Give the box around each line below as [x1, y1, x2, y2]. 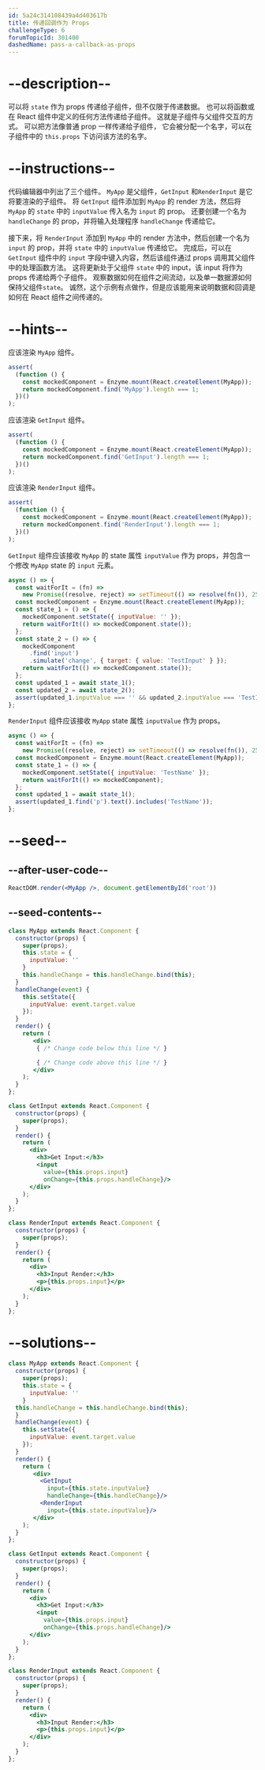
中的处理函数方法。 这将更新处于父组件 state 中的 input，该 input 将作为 [8, 263, 243, 272]
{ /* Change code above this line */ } [36, 1058, 168, 1066]
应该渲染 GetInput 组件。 [8, 415, 89, 425]
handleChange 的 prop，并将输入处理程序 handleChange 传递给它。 [8, 216, 220, 226]
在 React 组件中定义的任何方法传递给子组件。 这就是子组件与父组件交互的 [8, 112, 247, 122]
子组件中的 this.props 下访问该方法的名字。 [8, 132, 151, 141]
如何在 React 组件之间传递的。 [8, 293, 107, 301]
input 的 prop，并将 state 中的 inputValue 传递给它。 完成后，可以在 [8, 243, 233, 253]
